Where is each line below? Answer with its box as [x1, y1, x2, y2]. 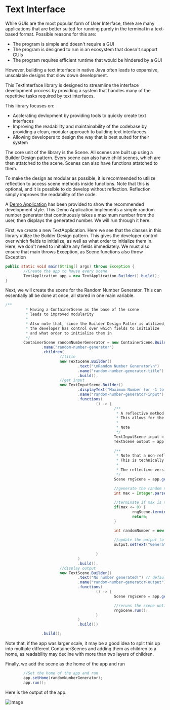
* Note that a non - [116, 453, 157, 458]
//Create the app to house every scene [23, 269, 108, 274]
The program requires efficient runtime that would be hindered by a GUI [12, 57, 162, 63]
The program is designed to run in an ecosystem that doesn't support [12, 46, 158, 52]
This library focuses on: [5, 102, 55, 108]
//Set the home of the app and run [23, 670, 99, 676]
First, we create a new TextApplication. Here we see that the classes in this [5, 227, 162, 233]
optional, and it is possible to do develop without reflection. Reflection [5, 186, 151, 192]
